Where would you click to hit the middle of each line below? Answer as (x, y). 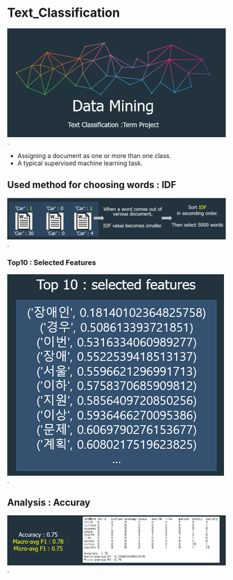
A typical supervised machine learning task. (80, 163)
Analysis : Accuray (49, 503)
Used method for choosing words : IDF (92, 185)
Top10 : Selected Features (52, 262)
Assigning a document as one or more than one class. (94, 155)
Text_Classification (63, 13)
